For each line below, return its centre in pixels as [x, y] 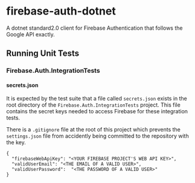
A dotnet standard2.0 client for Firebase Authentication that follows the [94, 28]
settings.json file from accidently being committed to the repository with [97, 136]
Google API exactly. [31, 34]
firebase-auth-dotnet [61, 11]
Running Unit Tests [43, 54]
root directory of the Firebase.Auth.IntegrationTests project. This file [94, 105]
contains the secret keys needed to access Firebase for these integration [97, 111]
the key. [16, 142]
